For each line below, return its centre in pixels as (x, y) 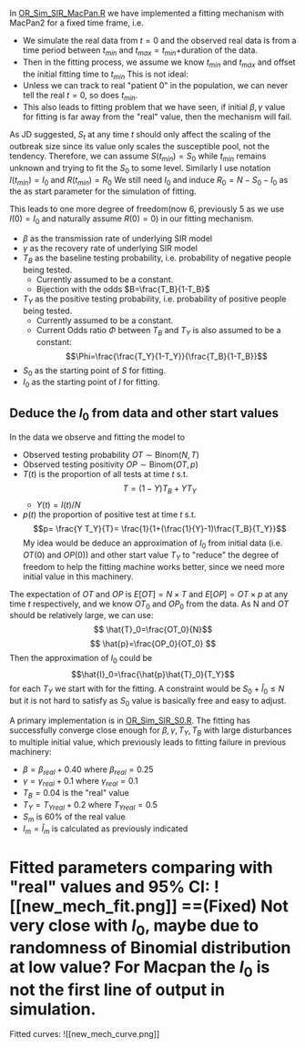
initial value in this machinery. (78, 576)
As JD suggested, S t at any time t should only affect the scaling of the (140, 136)
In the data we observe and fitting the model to (97, 437)
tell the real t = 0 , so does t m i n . (80, 97)
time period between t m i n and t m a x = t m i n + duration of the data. (140, 51)
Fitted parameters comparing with (141, 867)
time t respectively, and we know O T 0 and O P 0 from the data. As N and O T (149, 605)
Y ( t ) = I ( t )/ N (58, 504)
